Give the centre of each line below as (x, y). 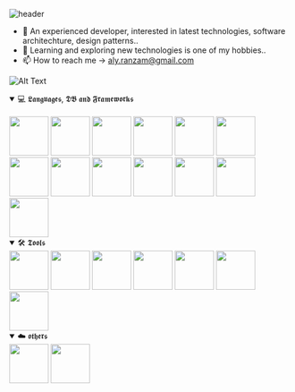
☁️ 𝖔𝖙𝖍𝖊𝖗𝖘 (33, 336)
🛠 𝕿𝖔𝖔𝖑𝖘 (32, 243)
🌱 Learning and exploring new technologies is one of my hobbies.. (144, 50)
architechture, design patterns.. (80, 41)
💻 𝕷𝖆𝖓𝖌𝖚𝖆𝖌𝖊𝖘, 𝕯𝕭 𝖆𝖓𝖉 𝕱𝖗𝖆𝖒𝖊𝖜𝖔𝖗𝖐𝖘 (76, 99)
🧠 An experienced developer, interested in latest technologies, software (154, 31)
